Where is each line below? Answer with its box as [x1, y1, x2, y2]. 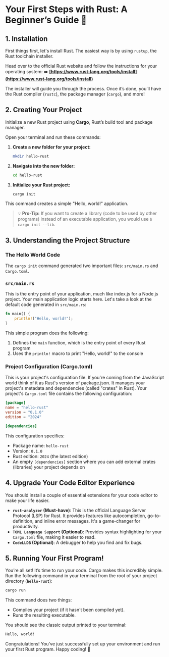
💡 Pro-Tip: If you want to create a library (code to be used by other [17, 211, 157, 217]
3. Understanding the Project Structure [5, 236, 130, 244]
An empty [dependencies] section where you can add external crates [12, 459, 156, 465]
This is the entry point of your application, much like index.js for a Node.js [5, 291, 158, 297]
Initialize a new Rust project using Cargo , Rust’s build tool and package [5, 119, 153, 125]
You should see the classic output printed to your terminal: [5, 622, 127, 628]
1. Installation [5, 34, 48, 43]
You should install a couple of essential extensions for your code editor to [5, 492, 158, 498]
